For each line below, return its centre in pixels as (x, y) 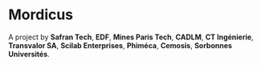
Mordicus (41, 15)
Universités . (29, 54)
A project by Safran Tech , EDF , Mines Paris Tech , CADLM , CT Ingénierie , (131, 37)
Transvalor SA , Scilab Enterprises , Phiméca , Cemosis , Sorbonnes (120, 45)
